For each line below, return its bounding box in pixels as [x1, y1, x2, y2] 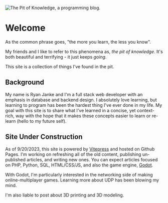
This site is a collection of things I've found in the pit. [5, 63, 114, 70]
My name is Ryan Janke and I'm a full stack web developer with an [5, 91, 143, 97]
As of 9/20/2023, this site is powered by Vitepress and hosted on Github [5, 146, 155, 152]
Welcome [5, 23, 46, 34]
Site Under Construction [5, 133, 83, 141]
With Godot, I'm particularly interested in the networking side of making [5, 171, 153, 177]
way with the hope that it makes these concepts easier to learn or [16, 113, 151, 119]
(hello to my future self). [17, 118, 67, 124]
